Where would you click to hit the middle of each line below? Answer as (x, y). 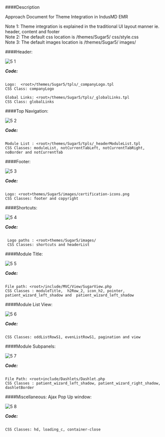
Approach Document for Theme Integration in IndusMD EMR (67, 17)
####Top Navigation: (27, 111)
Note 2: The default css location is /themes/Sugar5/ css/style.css (72, 37)
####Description (23, 7)
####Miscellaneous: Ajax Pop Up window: (48, 397)
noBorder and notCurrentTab (34, 152)
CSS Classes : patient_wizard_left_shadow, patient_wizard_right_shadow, (83, 383)
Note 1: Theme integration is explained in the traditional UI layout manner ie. (82, 26)
